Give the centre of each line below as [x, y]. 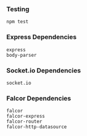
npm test [17, 22]
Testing [18, 9]
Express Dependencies [41, 37]
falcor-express [26, 116]
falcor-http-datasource [37, 127]
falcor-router [25, 122]
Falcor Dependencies [39, 98]
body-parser [21, 55]
